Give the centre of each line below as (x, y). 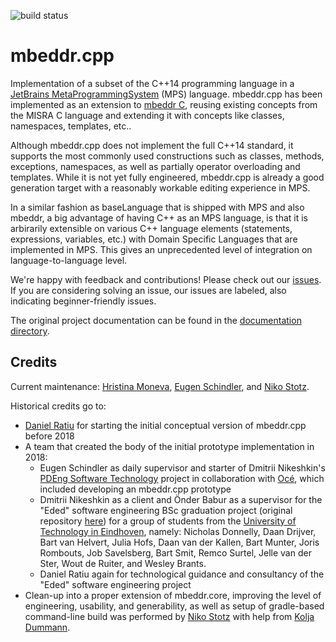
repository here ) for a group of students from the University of (168, 521)
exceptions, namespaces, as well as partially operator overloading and (155, 166)
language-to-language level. (69, 260)
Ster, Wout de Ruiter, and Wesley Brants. (123, 563)
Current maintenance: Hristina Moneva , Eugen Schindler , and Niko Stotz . (160, 386)
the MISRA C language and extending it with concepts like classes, (147, 115)
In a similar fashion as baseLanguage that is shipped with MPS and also (157, 207)
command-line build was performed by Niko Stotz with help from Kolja (169, 616)
